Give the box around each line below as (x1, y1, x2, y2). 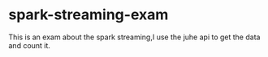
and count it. (8, 40, 51, 50)
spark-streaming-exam (8, 6, 169, 24)
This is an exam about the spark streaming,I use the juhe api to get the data (8, 32, 261, 42)
